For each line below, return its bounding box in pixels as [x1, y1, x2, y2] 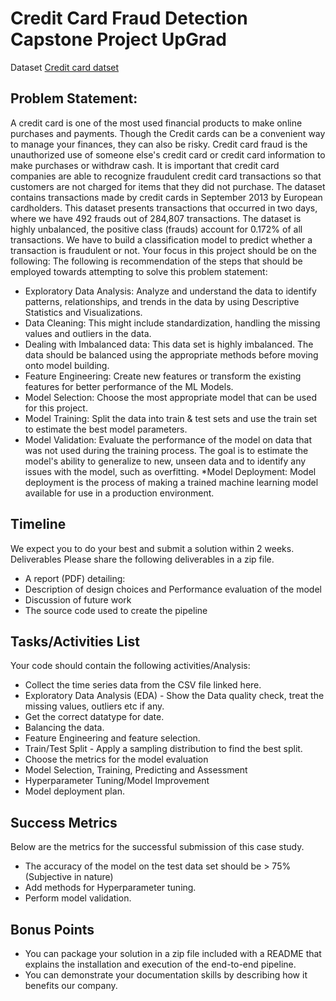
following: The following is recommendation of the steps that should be [10, 255, 303, 267]
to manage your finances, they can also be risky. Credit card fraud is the [10, 138, 308, 150]
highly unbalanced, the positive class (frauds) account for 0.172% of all [10, 223, 303, 235]
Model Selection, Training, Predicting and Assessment [24, 764, 248, 776]
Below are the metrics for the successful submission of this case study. [10, 841, 305, 853]
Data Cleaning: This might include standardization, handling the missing [24, 317, 321, 329]
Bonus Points [10, 921, 95, 938]
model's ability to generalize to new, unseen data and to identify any [24, 455, 307, 467]
